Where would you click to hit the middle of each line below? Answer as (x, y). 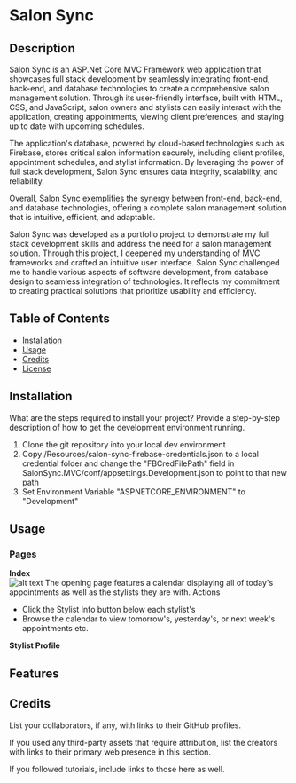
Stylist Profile (35, 645)
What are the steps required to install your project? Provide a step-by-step (145, 417)
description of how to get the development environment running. (127, 427)
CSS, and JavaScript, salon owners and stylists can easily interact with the (145, 107)
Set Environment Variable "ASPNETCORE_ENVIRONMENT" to (134, 491)
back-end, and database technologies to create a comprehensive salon (139, 88)
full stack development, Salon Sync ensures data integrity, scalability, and (144, 171)
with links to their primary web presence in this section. (110, 752)
